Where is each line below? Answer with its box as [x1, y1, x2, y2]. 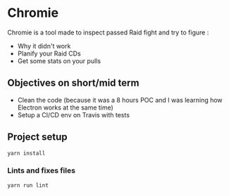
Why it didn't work [17, 41, 71, 50]
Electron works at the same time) [17, 103, 114, 112]
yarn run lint [7, 181, 49, 189]
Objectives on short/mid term [7, 77, 140, 89]
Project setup [7, 131, 68, 143]
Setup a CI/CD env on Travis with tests [17, 110, 130, 119]
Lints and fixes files [7, 166, 76, 176]
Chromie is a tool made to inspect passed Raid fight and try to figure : [7, 28, 209, 37]
